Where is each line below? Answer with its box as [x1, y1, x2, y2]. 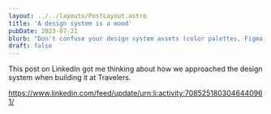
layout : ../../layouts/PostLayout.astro [8, 11, 148, 20]
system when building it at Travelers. [8, 73, 131, 82]
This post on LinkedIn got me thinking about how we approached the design [8, 64, 263, 74]
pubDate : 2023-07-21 [8, 27, 79, 35]
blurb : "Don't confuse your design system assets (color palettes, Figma [8, 34, 264, 43]
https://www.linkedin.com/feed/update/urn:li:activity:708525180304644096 [8, 88, 263, 98]
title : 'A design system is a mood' [8, 19, 132, 27]
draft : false [8, 42, 53, 50]
